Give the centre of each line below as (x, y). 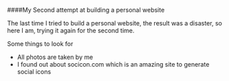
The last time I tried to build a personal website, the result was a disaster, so (115, 23)
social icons (34, 72)
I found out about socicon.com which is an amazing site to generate (113, 64)
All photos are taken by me (55, 57)
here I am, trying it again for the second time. (71, 31)
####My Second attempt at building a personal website (86, 10)
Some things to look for (40, 44)
